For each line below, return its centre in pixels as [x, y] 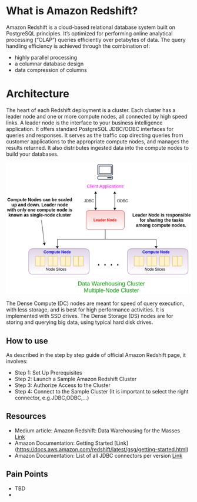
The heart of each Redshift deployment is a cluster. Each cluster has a [91, 110]
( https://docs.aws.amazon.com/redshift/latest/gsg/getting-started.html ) [101, 449]
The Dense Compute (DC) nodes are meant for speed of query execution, [95, 304]
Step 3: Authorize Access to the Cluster [62, 385]
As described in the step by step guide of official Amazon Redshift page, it [96, 355]
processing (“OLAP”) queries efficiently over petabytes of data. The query [96, 40]
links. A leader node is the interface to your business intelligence [84, 123]
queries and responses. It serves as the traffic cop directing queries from [95, 135]
